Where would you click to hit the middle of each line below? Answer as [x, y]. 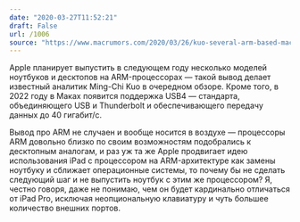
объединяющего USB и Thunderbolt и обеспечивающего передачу [136, 106]
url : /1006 [29, 34]
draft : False [33, 26]
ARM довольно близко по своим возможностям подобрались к [130, 142]
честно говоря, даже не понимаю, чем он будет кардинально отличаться [150, 189]
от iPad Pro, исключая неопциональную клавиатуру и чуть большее [139, 199]
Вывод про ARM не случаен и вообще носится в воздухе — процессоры [147, 132]
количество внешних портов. [65, 208]
